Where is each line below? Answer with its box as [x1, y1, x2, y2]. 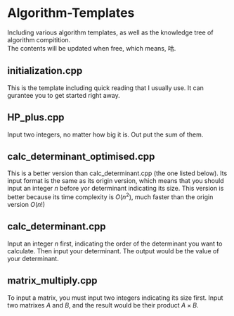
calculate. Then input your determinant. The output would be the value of [7, 246, 219, 255]
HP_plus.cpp [7, 111, 65, 124]
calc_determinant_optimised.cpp [7, 150, 155, 163]
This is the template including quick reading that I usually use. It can [7, 83, 204, 92]
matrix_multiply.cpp [7, 274, 98, 286]
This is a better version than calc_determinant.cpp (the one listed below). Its [7, 169, 228, 177]
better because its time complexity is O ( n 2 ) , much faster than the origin [7, 191, 214, 201]
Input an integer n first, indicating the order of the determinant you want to [7, 239, 223, 248]
